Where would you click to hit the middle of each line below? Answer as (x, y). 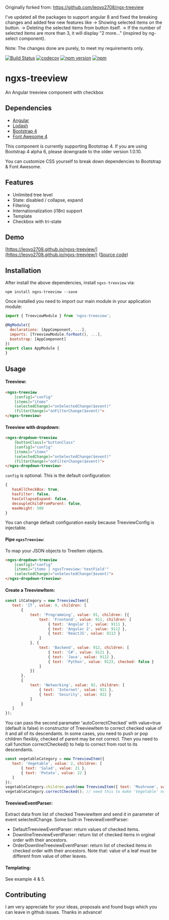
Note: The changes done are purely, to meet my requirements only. (75, 48)
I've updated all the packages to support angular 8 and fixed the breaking (81, 17)
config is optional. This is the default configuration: (58, 475)
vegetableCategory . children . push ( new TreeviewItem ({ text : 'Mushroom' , (82, 787)
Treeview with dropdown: (32, 427)
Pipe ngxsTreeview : (25, 539)
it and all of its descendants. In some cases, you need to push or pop (77, 733)
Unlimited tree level (32, 195)
